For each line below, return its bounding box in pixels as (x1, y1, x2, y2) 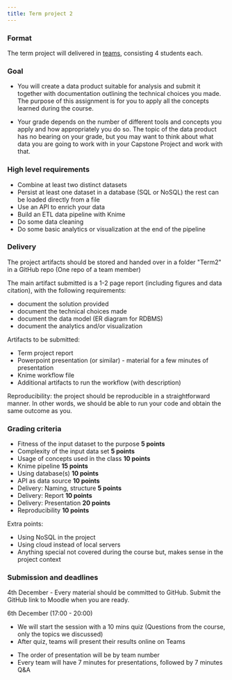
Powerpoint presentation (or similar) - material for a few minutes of (17, 356, 209, 364)
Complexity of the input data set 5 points (17, 447, 135, 455)
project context (17, 556, 61, 564)
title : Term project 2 (7, 10, 73, 17)
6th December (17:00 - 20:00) (7, 609, 93, 617)
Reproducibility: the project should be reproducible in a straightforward (7, 391, 210, 400)
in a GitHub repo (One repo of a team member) (7, 265, 141, 273)
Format (7, 33, 33, 42)
